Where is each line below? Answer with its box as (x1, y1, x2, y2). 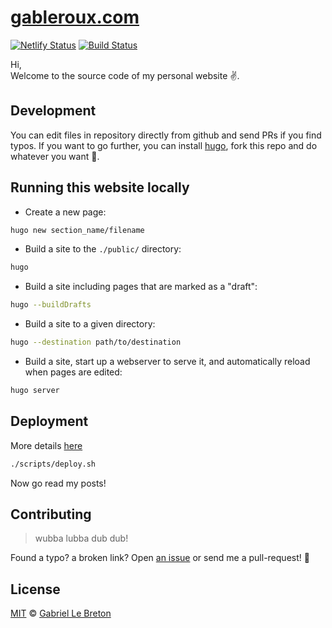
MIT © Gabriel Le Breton (10, 607, 112, 620)
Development (10, 102, 97, 120)
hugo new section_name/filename (10, 225, 145, 235)
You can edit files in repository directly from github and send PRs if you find (10, 129, 322, 141)
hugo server (10, 386, 60, 396)
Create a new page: (24, 206, 107, 218)
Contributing (10, 506, 92, 523)
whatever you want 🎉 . (10, 150, 100, 162)
